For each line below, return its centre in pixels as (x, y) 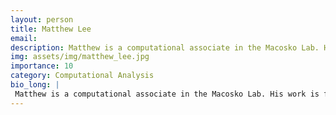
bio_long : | (35, 85)
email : (24, 38)
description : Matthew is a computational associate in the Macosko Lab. (165, 47)
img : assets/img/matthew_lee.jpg (80, 57)
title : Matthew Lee (51, 29)
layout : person (42, 19)
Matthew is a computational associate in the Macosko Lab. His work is (167, 94)
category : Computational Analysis (82, 76)
